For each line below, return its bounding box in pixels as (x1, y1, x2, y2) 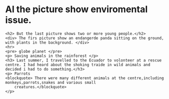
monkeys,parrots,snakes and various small (5, 80, 96, 85)
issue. (5, 14, 32, 26)
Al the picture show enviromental (5, 4, 148, 15)
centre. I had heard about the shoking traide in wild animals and (5, 62, 151, 67)
